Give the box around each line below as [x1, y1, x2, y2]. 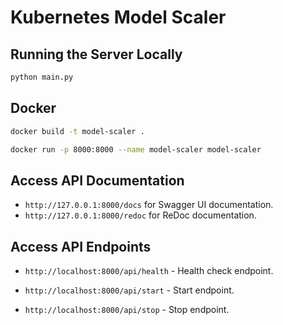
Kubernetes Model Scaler [10, 6, 227, 29]
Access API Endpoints [10, 238, 152, 255]
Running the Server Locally [10, 46, 183, 63]
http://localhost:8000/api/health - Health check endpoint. [24, 265, 274, 277]
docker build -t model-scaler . [10, 126, 145, 136]
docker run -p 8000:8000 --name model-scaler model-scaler [10, 144, 262, 155]
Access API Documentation [10, 172, 185, 189]
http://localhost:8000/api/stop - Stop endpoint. [24, 304, 230, 316]
